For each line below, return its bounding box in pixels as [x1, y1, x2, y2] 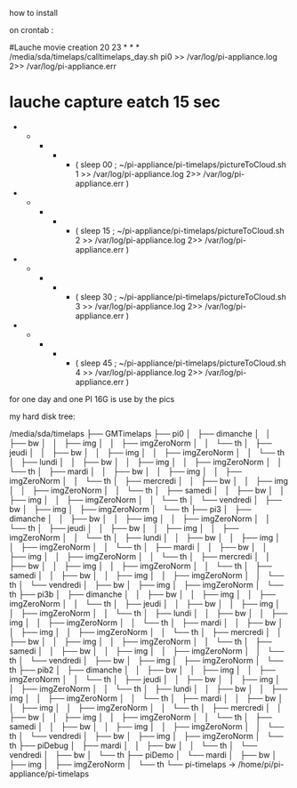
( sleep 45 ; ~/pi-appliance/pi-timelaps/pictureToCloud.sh [75, 358, 286, 368]
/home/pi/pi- [237, 759, 285, 769]
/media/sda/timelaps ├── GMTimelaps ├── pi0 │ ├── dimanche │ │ [9, 428, 271, 438]
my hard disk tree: [9, 411, 76, 422]
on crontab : [9, 25, 54, 35]
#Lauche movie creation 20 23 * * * [9, 42, 140, 52]
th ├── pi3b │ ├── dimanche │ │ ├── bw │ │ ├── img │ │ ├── [9, 589, 277, 599]
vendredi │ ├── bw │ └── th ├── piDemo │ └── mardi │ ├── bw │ [9, 749, 277, 760]
